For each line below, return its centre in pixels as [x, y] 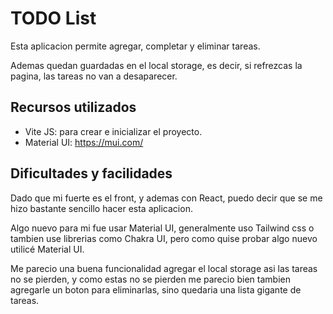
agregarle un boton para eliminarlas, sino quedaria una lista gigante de [156, 289]
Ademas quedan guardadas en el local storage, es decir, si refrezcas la [156, 65]
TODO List [53, 18]
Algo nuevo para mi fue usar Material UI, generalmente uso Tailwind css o [162, 228]
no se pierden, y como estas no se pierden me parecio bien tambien [150, 279]
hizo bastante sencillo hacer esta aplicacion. [101, 208]
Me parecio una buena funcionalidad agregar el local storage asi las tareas [164, 268]
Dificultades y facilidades [91, 173]
